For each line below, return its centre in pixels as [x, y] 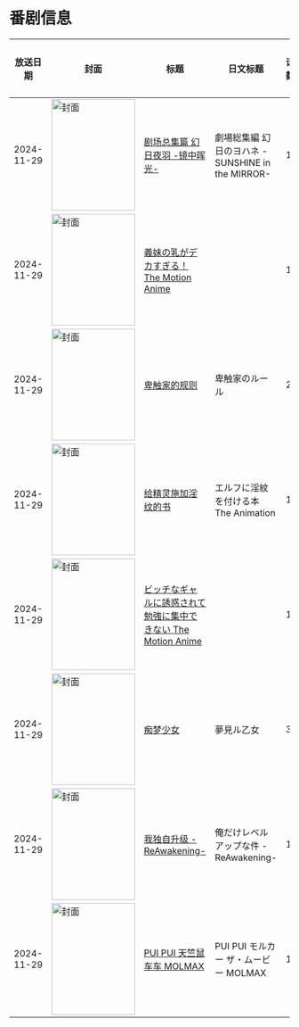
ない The [171, 629]
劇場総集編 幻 [243, 137]
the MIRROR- [243, 173]
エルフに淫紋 [242, 487]
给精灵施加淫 [170, 493]
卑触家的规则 [170, 385]
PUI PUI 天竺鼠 [174, 953]
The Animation [245, 512]
